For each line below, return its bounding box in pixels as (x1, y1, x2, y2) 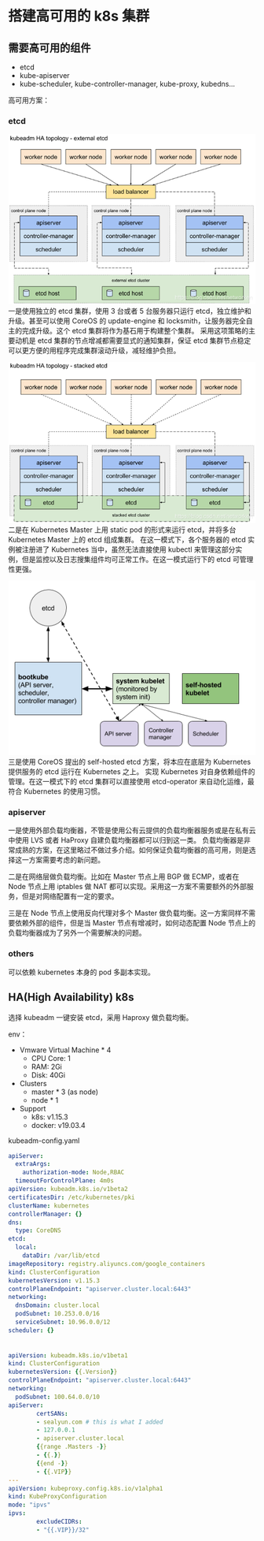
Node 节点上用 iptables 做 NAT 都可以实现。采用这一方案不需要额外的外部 (8, 882, 247, 891)
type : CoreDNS (15, 1226, 61, 1234)
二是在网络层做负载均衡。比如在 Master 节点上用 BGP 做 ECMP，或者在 (8, 872, 240, 881)
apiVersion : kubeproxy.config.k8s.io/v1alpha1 (8, 1484, 163, 1492)
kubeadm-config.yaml (8, 1136, 80, 1145)
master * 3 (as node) (31, 1087, 99, 1096)
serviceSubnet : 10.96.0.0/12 (15, 1318, 111, 1327)
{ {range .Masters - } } (36, 1443, 108, 1451)
